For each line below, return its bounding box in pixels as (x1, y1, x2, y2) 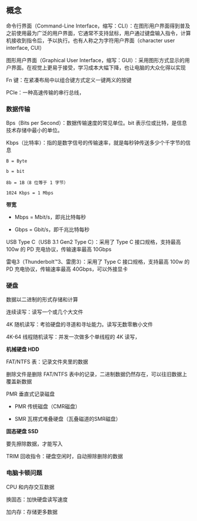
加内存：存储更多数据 (6, 508, 57, 515)
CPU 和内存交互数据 (6, 483, 55, 491)
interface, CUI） (6, 44, 45, 51)
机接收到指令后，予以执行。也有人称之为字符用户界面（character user (6, 37, 175, 44)
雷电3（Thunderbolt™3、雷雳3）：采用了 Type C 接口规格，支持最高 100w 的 (6, 258, 190, 265)
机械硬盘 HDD (6, 346, 39, 353)
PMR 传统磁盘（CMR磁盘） (14, 403, 81, 410)
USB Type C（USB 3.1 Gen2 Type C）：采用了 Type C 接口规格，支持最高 (6, 239, 181, 246)
